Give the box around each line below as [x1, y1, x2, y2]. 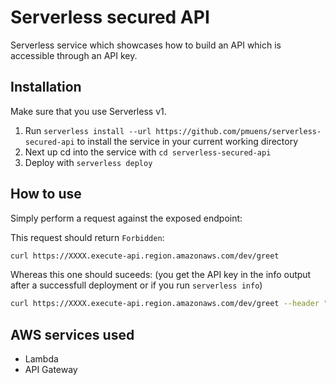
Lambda [24, 353, 59, 365]
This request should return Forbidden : [10, 231, 165, 243]
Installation [10, 79, 82, 96]
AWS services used [10, 326, 135, 343]
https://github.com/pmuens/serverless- [155, 126, 322, 136]
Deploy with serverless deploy [24, 156, 153, 168]
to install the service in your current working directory [76, 135, 299, 147]
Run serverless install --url [24, 124, 152, 136]
